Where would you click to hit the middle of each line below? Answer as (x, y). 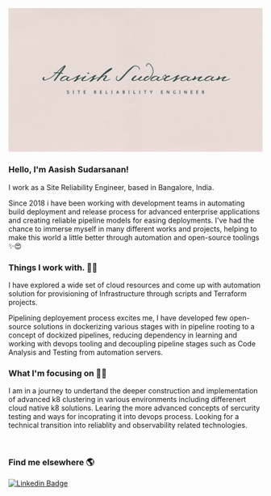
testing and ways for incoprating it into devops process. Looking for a (124, 417)
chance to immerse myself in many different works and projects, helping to (133, 229)
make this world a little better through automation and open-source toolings (134, 237)
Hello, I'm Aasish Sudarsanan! (69, 170)
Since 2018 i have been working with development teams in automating (127, 203)
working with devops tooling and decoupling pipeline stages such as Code (132, 344)
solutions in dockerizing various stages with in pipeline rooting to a (144, 327)
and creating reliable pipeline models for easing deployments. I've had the (131, 220)
